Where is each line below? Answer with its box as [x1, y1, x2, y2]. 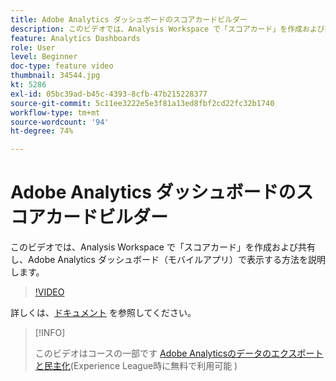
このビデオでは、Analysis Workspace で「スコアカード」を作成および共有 [10, 241, 316, 253]
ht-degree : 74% [10, 126, 74, 136]
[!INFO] [34, 327, 66, 339]
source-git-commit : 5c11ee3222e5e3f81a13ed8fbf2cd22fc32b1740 [10, 98, 275, 108]
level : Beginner [10, 52, 78, 62]
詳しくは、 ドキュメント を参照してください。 [10, 307, 197, 319]
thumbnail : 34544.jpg [10, 71, 101, 81]
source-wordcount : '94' [10, 117, 110, 127]
